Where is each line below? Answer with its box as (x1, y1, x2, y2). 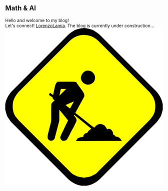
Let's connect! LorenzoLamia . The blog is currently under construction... (5, 22, 154, 28)
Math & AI (5, 4, 36, 12)
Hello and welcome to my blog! (5, 17, 69, 23)
